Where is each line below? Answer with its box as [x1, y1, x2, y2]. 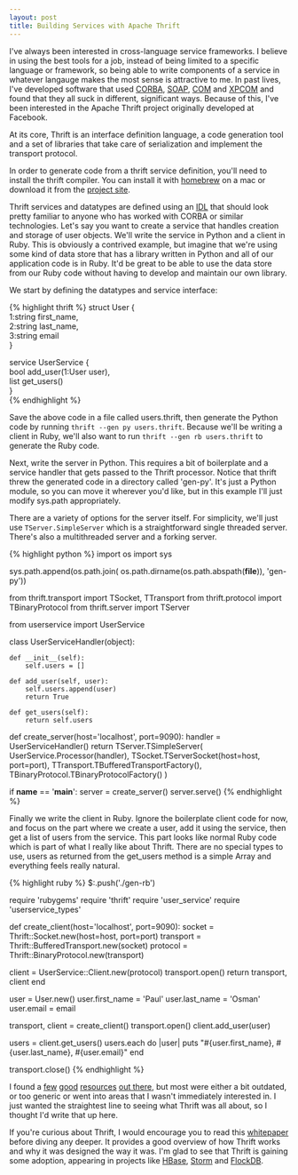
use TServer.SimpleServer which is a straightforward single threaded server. [9, 522, 288, 532]
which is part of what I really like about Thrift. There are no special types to [9, 841, 284, 851]
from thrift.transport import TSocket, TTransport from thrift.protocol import [9, 592, 282, 603]
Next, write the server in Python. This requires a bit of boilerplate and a [9, 457, 269, 468]
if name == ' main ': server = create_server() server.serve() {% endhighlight [9, 786, 282, 796]
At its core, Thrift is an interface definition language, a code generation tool [9, 129, 284, 140]
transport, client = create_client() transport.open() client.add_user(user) [9, 1019, 271, 1031]
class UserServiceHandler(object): [9, 636, 136, 647]
